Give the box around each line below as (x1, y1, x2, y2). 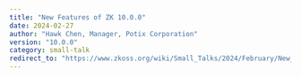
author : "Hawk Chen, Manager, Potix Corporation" (9, 29, 199, 38)
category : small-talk (9, 46, 90, 55)
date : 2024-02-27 (9, 21, 74, 30)
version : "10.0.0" (9, 37, 78, 47)
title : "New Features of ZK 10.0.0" (9, 12, 146, 22)
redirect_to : (9, 54, 58, 63)
